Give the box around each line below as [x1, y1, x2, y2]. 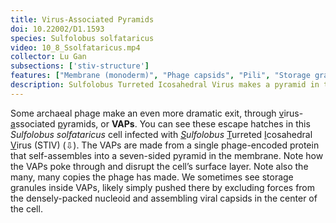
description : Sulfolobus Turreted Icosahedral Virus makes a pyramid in [10, 80, 320, 90]
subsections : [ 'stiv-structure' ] [10, 61, 150, 71]
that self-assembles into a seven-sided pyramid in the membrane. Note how [10, 149, 324, 161]
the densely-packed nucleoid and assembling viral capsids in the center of [10, 192, 318, 204]
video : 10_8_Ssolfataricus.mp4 [10, 42, 141, 53]
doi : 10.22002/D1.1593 [10, 24, 105, 34]
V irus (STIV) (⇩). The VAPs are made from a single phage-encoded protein [10, 139, 320, 151]
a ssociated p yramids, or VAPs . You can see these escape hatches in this [10, 117, 311, 130]
